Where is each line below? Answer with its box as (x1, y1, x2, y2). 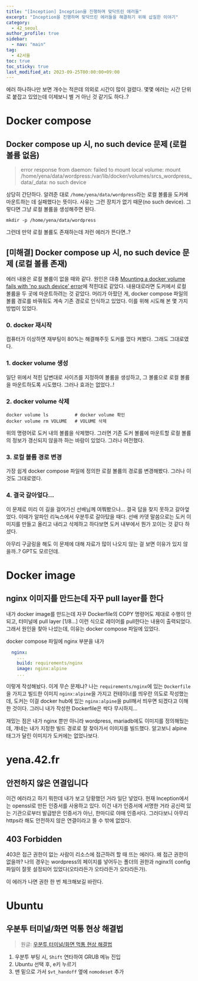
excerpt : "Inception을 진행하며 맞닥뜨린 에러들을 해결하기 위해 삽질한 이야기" (6, 14, 179, 20)
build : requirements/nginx (16, 660, 83, 667)
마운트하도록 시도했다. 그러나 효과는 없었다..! (12, 381, 115, 388)
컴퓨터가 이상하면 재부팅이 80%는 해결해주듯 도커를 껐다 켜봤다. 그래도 (6, 336, 169, 343)
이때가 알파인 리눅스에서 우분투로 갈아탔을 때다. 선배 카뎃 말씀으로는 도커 (18, 513, 186, 520)
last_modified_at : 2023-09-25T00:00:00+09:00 (6, 69, 120, 75)
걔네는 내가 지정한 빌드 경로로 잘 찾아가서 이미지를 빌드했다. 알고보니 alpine (14, 724, 187, 731)
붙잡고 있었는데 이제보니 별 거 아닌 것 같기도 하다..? (12, 93, 129, 100)
